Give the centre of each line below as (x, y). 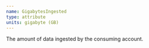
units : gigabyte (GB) (33, 22)
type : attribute (26, 17)
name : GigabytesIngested (36, 11)
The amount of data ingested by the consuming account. (75, 39)
